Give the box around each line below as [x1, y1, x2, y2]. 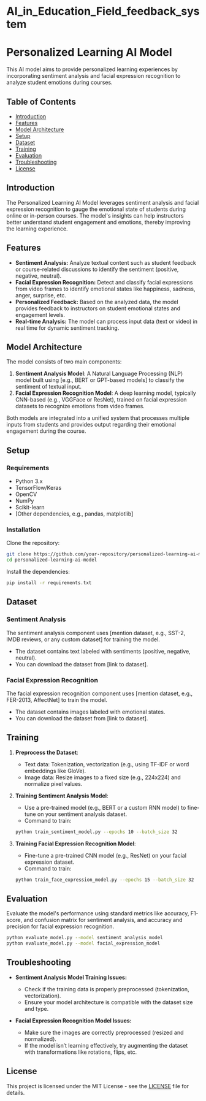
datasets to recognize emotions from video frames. [15, 403, 145, 410]
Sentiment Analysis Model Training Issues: [15, 973, 128, 981]
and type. [24, 1005, 49, 1012]
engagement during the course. [6, 427, 86, 435]
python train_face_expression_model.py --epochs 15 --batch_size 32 [15, 877, 194, 883]
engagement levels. [15, 311, 66, 318]
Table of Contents [6, 96, 77, 107]
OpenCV [15, 490, 37, 498]
